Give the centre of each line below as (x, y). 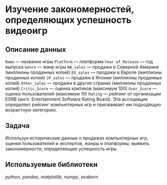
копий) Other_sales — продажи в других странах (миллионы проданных (83, 83)
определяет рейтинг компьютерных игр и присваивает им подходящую (83, 104)
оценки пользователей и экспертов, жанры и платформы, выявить (77, 143)
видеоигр (27, 31)
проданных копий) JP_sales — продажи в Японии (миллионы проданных (84, 78)
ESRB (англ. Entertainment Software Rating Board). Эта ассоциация (76, 99)
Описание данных (36, 49)
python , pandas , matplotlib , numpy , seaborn (52, 177)
